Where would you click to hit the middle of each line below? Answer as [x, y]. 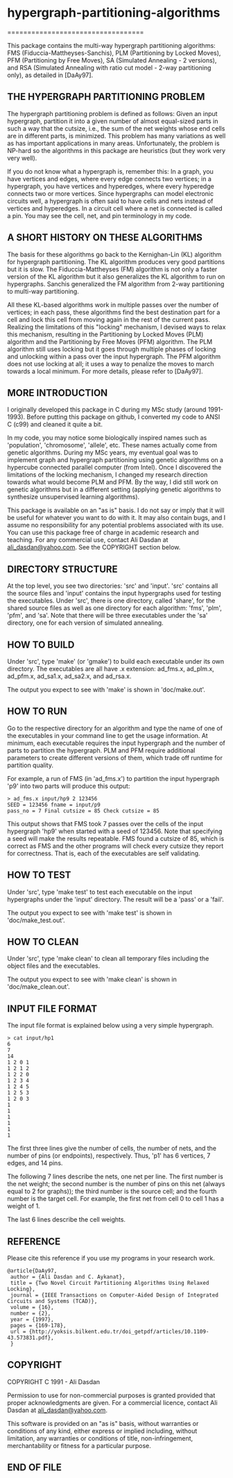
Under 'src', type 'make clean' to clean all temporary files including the [108, 959]
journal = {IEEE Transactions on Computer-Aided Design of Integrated [114, 1295]
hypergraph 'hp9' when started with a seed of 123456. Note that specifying [115, 831]
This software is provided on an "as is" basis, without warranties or [103, 1423]
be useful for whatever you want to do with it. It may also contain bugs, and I [116, 518]
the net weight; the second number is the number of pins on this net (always [116, 1184]
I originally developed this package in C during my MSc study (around [107, 410]
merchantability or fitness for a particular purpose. [79, 1445]
